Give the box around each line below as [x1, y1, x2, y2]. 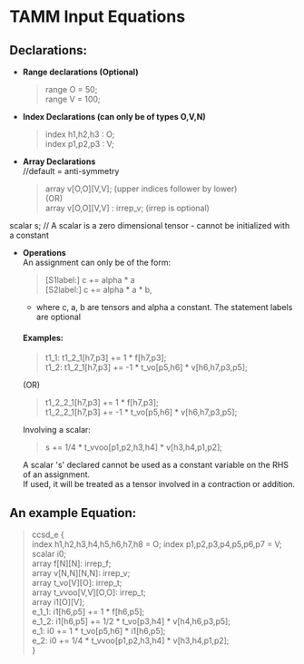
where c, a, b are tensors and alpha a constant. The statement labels [35, 302, 293, 312]
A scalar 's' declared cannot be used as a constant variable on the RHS [22, 460, 289, 471]
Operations [22, 248, 66, 258]
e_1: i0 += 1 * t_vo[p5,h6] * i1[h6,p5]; [31, 626, 166, 637]
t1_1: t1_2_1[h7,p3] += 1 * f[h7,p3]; [44, 352, 167, 364]
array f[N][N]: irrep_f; [31, 558, 112, 569]
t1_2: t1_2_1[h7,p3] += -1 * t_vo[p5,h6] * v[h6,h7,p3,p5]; [44, 362, 248, 373]
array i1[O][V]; [31, 597, 84, 608]
